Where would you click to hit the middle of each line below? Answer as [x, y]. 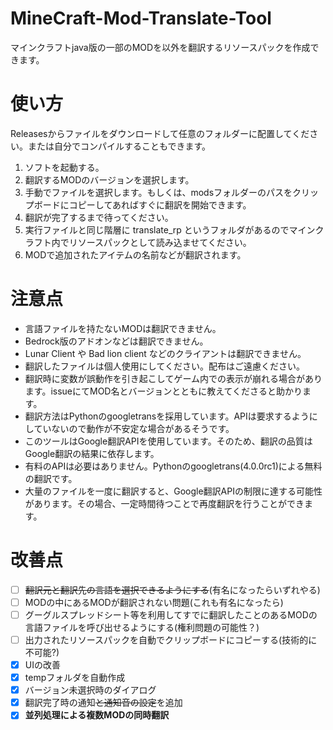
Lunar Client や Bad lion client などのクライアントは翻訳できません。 [165, 353]
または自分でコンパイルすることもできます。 [119, 146]
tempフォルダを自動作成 [75, 678]
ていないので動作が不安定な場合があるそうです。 [134, 428]
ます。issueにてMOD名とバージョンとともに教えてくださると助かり [163, 391]
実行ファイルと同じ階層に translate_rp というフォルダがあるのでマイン [170, 229]
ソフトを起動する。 [64, 167]
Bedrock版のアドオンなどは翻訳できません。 [116, 341]
